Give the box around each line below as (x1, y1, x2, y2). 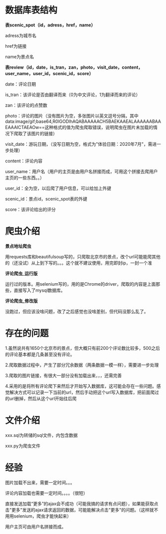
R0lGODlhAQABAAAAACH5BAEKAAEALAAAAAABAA (53, 118, 161, 124)
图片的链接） (31, 130, 57, 136)
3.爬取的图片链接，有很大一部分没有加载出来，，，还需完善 (5, 372, 122, 378)
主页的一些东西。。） (5, 175, 45, 181)
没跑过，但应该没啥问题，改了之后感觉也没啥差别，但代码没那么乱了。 (5, 308, 149, 314)
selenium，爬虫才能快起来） (13, 513, 72, 519)
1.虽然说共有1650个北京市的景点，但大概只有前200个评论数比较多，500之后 (5, 345, 160, 351)
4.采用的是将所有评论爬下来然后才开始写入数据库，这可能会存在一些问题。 (5, 383, 157, 389)
